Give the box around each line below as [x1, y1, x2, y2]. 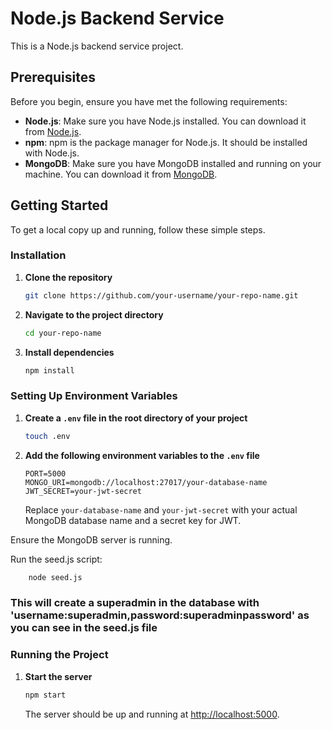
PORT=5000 [24, 468, 67, 479]
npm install [24, 365, 75, 376]
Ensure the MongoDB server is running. [10, 533, 173, 546]
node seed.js [28, 572, 83, 582]
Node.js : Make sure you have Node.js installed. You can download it [24, 115, 307, 127]
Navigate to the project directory [24, 308, 164, 321]
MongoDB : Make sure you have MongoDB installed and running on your [24, 157, 322, 169]
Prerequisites [10, 69, 96, 86]
